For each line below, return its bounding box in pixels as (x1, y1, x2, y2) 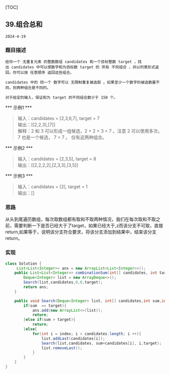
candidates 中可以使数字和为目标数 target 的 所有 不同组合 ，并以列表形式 (11, 65, 155, 70)
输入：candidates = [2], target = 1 (17, 184, 88, 190)
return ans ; (23, 284, 49, 290)
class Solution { (5, 261, 42, 266)
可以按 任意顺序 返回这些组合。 (16, 70, 74, 75)
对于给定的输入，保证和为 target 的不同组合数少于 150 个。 (5, 95, 118, 100)
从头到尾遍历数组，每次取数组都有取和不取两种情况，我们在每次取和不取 (5, 216, 156, 222)
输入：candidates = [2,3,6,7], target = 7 (17, 115, 100, 121)
